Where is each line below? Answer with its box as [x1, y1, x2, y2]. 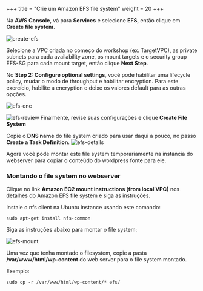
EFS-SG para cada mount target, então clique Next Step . [6, 60, 148, 67]
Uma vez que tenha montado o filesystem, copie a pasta [6, 249, 147, 257]
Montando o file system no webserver [6, 172, 121, 180]
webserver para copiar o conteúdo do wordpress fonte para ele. [6, 157, 167, 164]
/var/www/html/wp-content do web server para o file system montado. [6, 256, 187, 263]
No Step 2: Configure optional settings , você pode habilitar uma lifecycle [6, 71, 191, 78]
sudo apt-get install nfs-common [6, 215, 91, 221]
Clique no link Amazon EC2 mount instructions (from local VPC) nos [6, 186, 180, 193]
